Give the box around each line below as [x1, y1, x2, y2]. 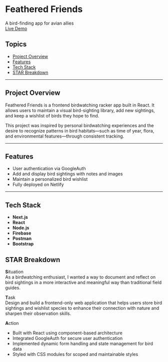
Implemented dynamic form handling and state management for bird [12, 340, 153, 346]
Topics [5, 40, 27, 49]
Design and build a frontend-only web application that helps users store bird [5, 300, 162, 306]
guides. [5, 285, 21, 291]
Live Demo [5, 25, 27, 31]
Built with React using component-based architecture [12, 330, 122, 336]
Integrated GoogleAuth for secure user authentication [12, 335, 123, 341]
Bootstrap [12, 241, 34, 247]
